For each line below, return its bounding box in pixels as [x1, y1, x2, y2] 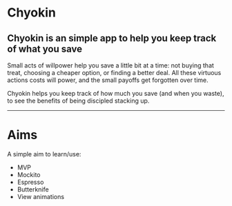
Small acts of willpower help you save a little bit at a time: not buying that [7, 61, 214, 70]
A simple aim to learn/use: [7, 150, 81, 158]
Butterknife [17, 185, 50, 194]
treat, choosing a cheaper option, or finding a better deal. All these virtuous [7, 69, 222, 76]
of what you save [7, 43, 83, 54]
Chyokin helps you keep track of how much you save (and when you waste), [7, 90, 224, 97]
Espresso [17, 178, 44, 186]
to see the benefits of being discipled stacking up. [7, 96, 150, 105]
